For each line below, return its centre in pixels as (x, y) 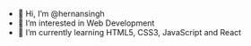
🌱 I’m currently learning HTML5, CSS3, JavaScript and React (130, 32)
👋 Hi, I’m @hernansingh (61, 14)
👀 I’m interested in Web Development (86, 23)
